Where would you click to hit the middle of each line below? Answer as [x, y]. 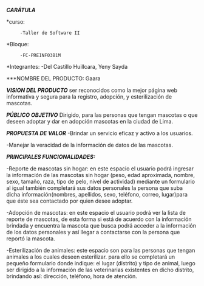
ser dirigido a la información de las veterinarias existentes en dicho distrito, [100, 270]
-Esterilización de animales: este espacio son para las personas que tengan [101, 250]
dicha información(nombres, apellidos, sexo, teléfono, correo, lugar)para [97, 194]
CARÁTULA [21, 10]
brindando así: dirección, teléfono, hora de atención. [72, 276]
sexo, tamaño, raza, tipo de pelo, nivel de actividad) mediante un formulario [101, 181]
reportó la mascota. [31, 239]
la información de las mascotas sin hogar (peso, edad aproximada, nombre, [101, 175]
